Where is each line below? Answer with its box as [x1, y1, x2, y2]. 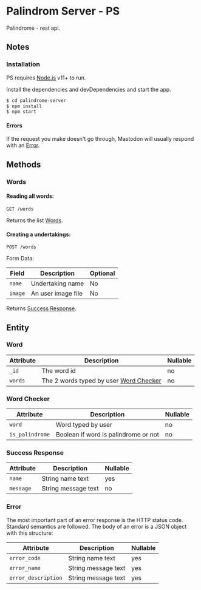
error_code [9, 554, 41, 561]
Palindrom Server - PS [6, 4, 120, 18]
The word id [41, 366, 76, 375]
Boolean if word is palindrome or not [55, 430, 160, 439]
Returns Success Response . [6, 305, 77, 312]
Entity [6, 322, 30, 333]
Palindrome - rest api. [6, 24, 61, 32]
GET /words [6, 206, 34, 212]
